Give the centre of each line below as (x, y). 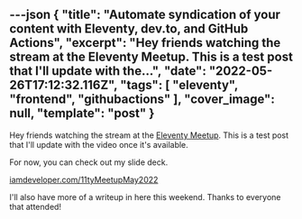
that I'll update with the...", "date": (108, 71)
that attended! (35, 206)
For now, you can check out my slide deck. (89, 162)
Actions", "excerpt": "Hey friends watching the (145, 43)
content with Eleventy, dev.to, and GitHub (129, 29)
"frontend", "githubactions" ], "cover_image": (142, 100)
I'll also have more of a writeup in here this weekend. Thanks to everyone (145, 196)
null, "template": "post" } (82, 113)
